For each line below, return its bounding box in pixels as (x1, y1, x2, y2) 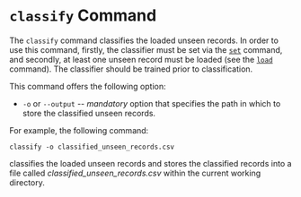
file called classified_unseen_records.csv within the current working (9, 167, 261, 178)
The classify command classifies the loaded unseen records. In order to (9, 35, 279, 46)
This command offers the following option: (9, 81, 166, 91)
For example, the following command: (9, 124, 149, 135)
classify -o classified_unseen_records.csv (9, 142, 175, 151)
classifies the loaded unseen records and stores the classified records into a (9, 158, 292, 168)
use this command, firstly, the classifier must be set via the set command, (9, 44, 283, 55)
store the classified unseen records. (22, 107, 155, 118)
